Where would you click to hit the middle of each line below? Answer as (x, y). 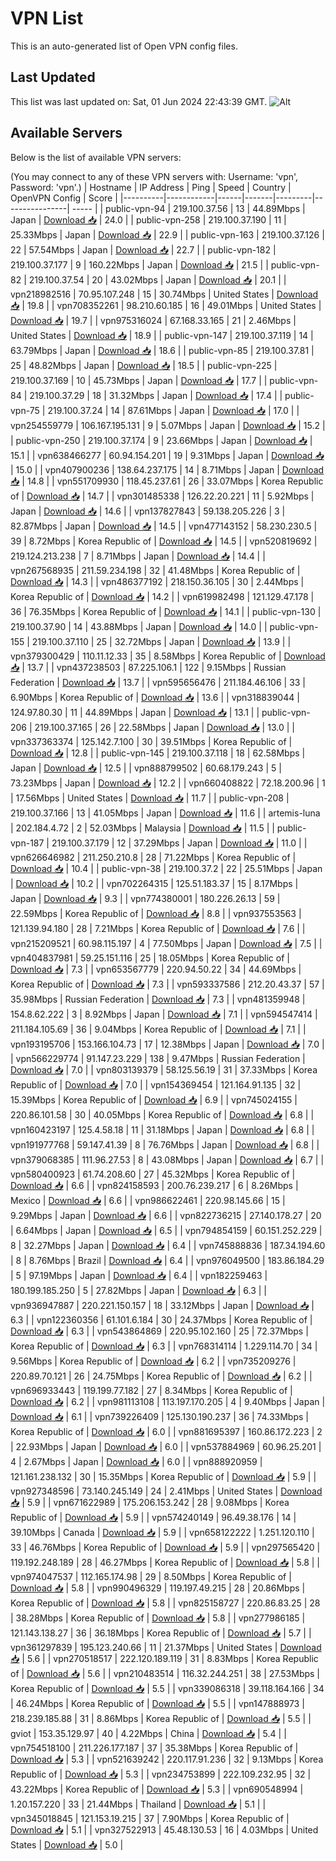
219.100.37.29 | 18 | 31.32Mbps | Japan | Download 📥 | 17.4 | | (156, 395)
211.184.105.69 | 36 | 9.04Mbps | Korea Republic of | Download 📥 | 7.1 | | (158, 1029)
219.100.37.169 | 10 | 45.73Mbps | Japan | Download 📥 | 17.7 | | (139, 380)
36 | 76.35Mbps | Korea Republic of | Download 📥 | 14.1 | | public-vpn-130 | (166, 611)
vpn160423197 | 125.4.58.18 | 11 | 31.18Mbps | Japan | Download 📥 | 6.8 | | (162, 1129)
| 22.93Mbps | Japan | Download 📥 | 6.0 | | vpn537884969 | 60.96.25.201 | (166, 1446)
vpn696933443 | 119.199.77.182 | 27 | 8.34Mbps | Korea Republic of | (151, 1390)
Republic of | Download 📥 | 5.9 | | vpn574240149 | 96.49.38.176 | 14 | (153, 1517)
